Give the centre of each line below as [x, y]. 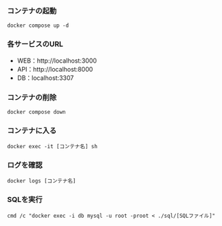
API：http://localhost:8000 [55, 69]
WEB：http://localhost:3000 [57, 61]
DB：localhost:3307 [45, 78]
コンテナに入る [32, 130]
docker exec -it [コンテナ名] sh [52, 147]
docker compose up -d [38, 25]
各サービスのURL [35, 44]
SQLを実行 [25, 200]
